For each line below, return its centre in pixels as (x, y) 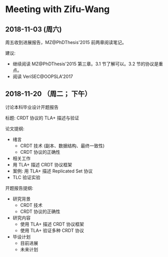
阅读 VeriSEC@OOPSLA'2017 (43, 76)
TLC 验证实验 (26, 177)
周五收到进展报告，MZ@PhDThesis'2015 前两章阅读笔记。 (66, 42)
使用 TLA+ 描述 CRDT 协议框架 (52, 224)
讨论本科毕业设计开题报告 (32, 107)
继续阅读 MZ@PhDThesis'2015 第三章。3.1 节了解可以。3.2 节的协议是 (86, 64)
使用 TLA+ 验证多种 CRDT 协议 (52, 230)
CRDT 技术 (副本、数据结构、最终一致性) (62, 146)
